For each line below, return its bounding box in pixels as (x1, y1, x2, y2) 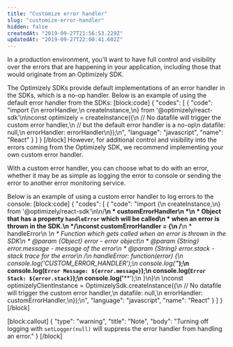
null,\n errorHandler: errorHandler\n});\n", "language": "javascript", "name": (7, 128, 224, 137)
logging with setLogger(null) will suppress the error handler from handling (7, 325, 223, 333)
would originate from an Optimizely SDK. (7, 71, 124, 79)
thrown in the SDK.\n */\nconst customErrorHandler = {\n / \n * (7, 222, 192, 230)
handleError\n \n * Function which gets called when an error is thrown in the (7, 230, 227, 238)
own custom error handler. (7, 151, 84, 159)
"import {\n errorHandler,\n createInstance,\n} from (7, 106, 155, 115)
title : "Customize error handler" (7, 10, 108, 17)
